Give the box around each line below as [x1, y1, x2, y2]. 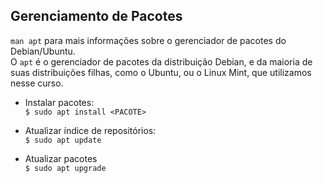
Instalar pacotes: [24, 96, 95, 108]
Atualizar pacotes [24, 152, 98, 164]
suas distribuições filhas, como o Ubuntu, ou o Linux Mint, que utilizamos [10, 66, 312, 78]
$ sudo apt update [24, 135, 102, 145]
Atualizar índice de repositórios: [24, 124, 157, 136]
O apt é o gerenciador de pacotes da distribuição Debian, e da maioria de [10, 55, 313, 68]
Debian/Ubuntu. [10, 45, 76, 57]
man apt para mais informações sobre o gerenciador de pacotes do [10, 34, 287, 46]
